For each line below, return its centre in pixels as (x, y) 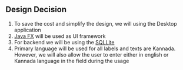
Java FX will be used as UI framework (60, 36)
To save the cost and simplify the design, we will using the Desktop (95, 23)
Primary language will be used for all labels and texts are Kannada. (95, 48)
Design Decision (36, 10)
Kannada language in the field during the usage (71, 61)
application (28, 30)
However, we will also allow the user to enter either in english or (91, 54)
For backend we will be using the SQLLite (64, 42)
